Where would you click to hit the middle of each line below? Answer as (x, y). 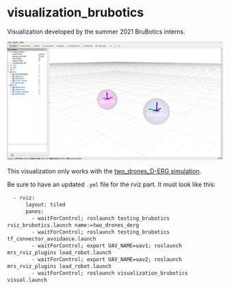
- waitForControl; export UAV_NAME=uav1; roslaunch (107, 246)
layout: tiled (46, 205)
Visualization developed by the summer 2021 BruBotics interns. (96, 32)
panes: (35, 212)
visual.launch (27, 280)
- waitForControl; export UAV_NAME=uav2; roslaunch (107, 260)
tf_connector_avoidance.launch (52, 239)
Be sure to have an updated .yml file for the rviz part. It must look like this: (111, 185)
